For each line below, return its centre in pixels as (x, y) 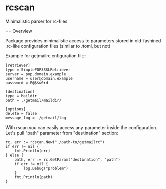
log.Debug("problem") (46, 168)
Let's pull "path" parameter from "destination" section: (62, 133)
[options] (16, 109)
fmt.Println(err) (32, 151)
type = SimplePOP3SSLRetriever (38, 70)
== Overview (19, 31)
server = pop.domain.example (36, 74)
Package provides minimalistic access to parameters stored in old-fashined (83, 41)
